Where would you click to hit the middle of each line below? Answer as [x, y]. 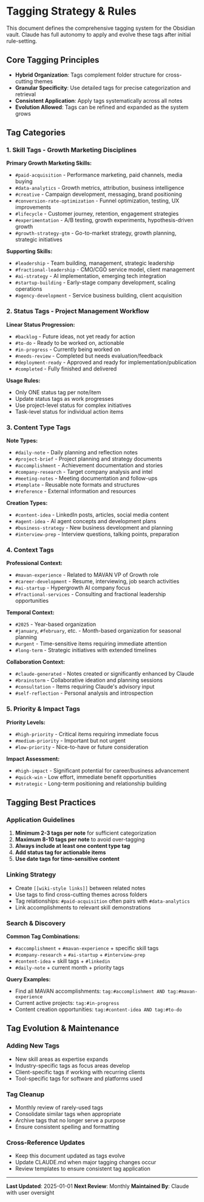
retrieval [25, 94]
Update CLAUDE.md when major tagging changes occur [86, 1162]
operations [29, 289]
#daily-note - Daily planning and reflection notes [76, 453]
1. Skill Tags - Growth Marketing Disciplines [71, 150]
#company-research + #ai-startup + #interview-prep [80, 954]
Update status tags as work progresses [64, 398]
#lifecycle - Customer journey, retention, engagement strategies [97, 214]
